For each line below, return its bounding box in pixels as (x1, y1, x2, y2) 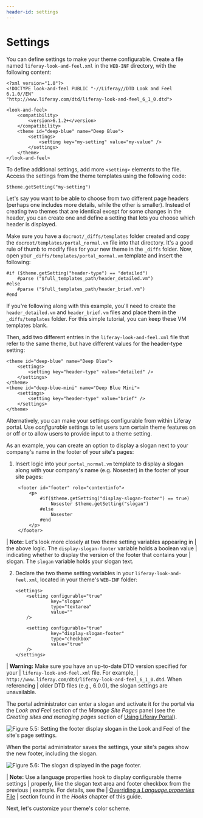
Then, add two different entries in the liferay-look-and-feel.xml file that (6, 333, 190, 340)
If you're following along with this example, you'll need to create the (6, 302, 176, 309)
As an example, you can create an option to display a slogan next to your (6, 442, 188, 449)
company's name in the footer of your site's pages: (6, 448, 134, 455)
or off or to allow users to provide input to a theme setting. (6, 429, 153, 437)
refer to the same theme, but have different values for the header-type (6, 340, 182, 347)
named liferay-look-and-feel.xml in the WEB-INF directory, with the (6, 62, 176, 69)
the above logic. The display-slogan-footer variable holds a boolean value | (6, 544, 198, 552)
